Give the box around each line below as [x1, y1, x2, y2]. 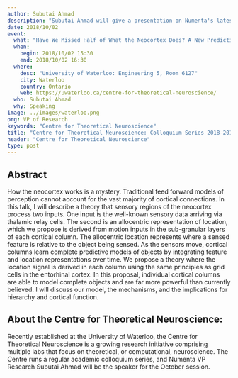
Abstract [7, 168, 47, 181]
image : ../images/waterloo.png [7, 109, 100, 116]
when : [13, 43, 30, 50]
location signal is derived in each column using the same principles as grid [7, 262, 225, 271]
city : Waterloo [20, 76, 65, 84]
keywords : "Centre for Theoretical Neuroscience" [7, 122, 157, 130]
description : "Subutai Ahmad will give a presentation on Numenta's [7, 17, 214, 24]
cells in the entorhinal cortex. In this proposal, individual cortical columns [7, 270, 220, 279]
